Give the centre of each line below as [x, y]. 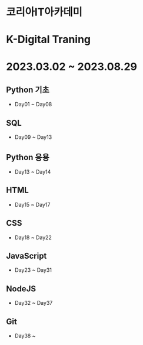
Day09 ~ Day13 [33, 137]
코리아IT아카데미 [44, 12]
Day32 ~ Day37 [34, 303]
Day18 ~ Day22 [33, 237]
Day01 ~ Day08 [33, 105]
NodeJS [21, 289]
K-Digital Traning [49, 40]
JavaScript [26, 256]
